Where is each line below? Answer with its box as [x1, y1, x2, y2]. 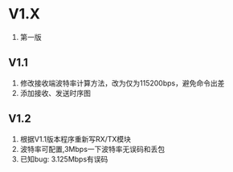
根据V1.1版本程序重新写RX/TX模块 [19, 134, 131, 144]
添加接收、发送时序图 [19, 88, 91, 98]
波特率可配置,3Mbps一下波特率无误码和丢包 [19, 144, 166, 154]
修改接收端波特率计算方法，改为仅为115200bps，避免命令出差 [19, 78, 225, 88]
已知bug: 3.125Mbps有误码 [19, 154, 108, 164]
